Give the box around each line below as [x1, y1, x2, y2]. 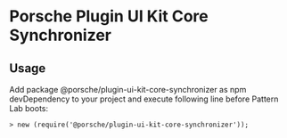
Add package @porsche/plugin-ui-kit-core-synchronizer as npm [9, 85, 247, 94]
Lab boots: [9, 103, 49, 113]
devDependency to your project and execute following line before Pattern [9, 93, 279, 104]
